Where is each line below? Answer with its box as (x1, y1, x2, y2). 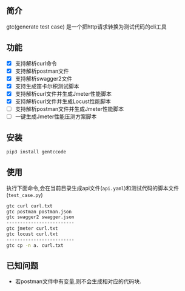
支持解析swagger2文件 (15, 75, 73, 82)
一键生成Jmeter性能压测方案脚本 (15, 113, 97, 120)
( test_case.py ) (6, 191, 44, 198)
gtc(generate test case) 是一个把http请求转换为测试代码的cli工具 (6, 23, 167, 30)
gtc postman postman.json (6, 209, 72, 215)
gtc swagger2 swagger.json (6, 214, 75, 220)
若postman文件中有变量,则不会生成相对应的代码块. (15, 278, 141, 285)
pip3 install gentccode (6, 149, 67, 155)
